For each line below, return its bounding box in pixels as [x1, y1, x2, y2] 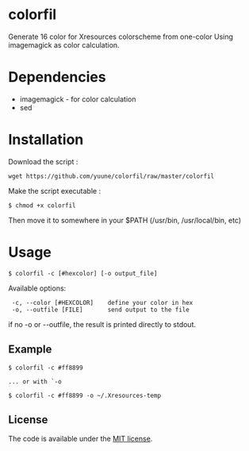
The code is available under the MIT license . [8, 434, 153, 444]
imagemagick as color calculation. [8, 40, 121, 49]
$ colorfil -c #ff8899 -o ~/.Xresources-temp [8, 391, 161, 399]
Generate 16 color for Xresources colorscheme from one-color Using [8, 32, 234, 41]
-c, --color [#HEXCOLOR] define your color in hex [11, 299, 193, 306]
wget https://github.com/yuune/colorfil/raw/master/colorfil [8, 172, 215, 180]
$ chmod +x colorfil [8, 201, 77, 210]
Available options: [8, 283, 67, 293]
